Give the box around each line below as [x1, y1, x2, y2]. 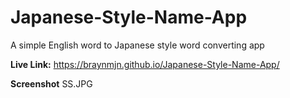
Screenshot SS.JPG [10, 77, 93, 90]
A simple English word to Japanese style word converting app [10, 39, 265, 51]
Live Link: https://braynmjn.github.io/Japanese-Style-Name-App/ [10, 58, 280, 70]
